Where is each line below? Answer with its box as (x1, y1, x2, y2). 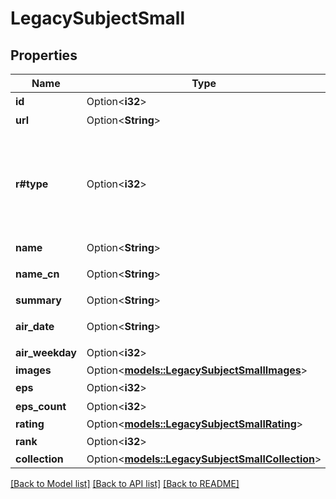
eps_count (15, 400, 67, 413)
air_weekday (15, 346, 77, 359)
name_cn (15, 267, 60, 281)
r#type (15, 177, 49, 191)
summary (15, 293, 62, 307)
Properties (10, 47, 78, 64)
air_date (15, 320, 55, 333)
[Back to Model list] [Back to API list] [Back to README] (10, 478, 240, 489)
